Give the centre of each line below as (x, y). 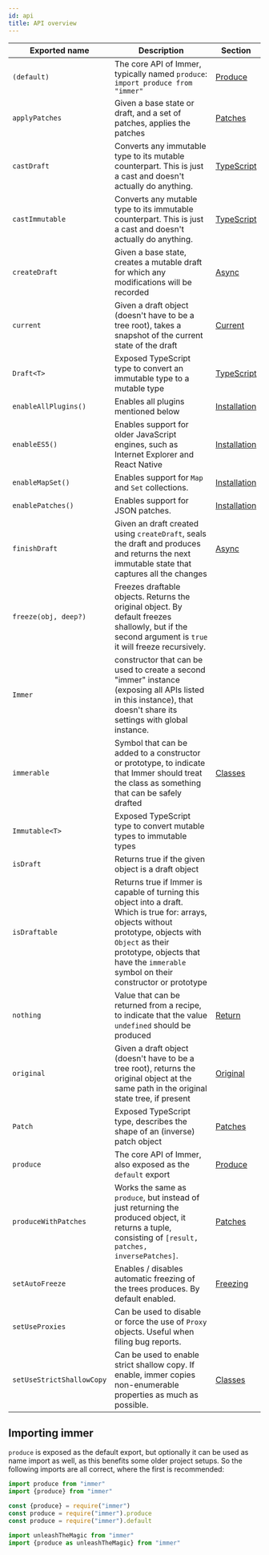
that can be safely (149, 792)
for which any (141, 272)
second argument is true (161, 636)
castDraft (31, 166)
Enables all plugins (150, 401)
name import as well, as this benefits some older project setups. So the (125, 1461)
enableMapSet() (41, 482)
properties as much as (157, 1395)
